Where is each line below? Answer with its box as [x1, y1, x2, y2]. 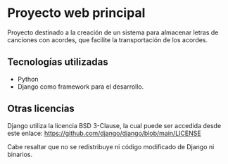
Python [17, 75, 39, 83]
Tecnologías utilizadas [7, 56, 108, 68]
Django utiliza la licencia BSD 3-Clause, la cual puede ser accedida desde [7, 121, 222, 130]
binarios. [7, 150, 33, 158]
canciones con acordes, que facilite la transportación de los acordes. [7, 35, 208, 44]
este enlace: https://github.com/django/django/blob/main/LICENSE [7, 129, 202, 137]
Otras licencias [7, 103, 75, 115]
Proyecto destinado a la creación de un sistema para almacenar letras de [7, 28, 219, 37]
